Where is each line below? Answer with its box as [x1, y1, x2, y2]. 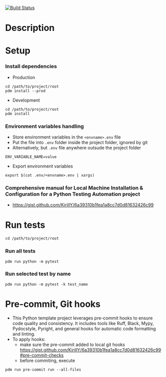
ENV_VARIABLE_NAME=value [5, 154, 57, 159]
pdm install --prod [5, 88, 46, 93]
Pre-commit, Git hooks [5, 298, 101, 309]
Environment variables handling [5, 122, 84, 129]
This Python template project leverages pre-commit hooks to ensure [12, 315, 153, 321]
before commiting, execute [19, 357, 75, 363]
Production [12, 74, 35, 80]
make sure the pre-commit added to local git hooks [19, 341, 126, 347]
